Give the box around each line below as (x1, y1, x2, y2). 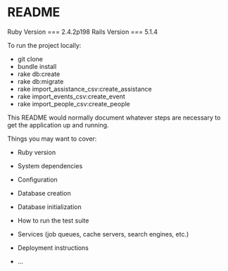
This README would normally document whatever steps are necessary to (7, 113, 221, 122)
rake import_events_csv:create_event (17, 92, 125, 101)
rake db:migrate (17, 77, 64, 85)
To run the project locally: (7, 41, 82, 49)
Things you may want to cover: (7, 134, 97, 143)
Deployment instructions (17, 244, 89, 252)
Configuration (17, 175, 58, 184)
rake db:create (17, 70, 61, 78)
